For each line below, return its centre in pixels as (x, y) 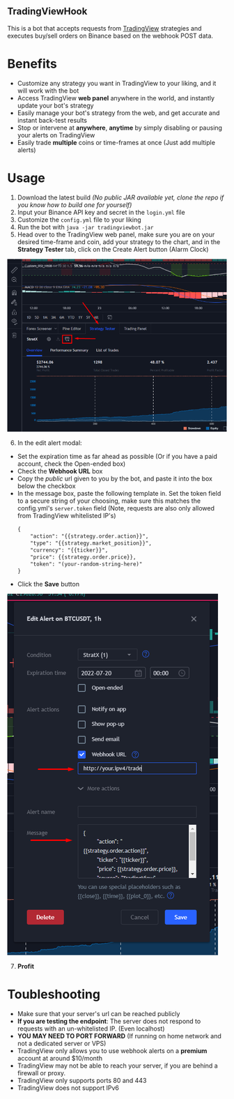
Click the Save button (48, 584)
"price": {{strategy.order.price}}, (83, 557)
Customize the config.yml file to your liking (79, 220)
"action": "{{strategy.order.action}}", (89, 536)
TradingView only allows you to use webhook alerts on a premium (112, 1051)
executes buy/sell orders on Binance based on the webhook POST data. (110, 36)
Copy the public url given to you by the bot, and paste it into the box (115, 478)
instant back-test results (52, 120)
